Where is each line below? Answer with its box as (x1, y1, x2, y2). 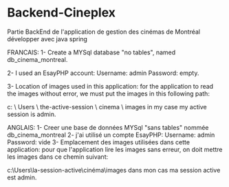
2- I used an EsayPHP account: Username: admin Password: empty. (7, 69, 199, 77)
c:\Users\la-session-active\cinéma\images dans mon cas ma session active (7, 166, 221, 174)
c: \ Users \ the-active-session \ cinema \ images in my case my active (7, 102, 208, 111)
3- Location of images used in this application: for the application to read (7, 82, 214, 90)
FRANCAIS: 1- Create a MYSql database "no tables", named (7, 48, 176, 56)
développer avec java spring (7, 34, 88, 43)
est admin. (7, 173, 37, 181)
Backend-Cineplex (7, 5, 116, 21)
